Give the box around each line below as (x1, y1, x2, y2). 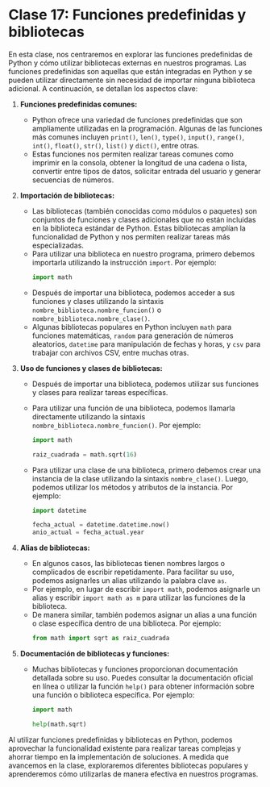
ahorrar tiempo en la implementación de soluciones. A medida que (8, 752, 230, 761)
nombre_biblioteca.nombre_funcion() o (31, 305, 162, 314)
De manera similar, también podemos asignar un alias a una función (31, 610, 258, 620)
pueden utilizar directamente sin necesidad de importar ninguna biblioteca (8, 75, 255, 85)
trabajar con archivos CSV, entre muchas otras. (31, 348, 189, 357)
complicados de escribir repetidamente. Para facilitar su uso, (31, 567, 235, 577)
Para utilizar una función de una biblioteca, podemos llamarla (31, 403, 235, 413)
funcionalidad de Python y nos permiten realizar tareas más (31, 231, 231, 241)
